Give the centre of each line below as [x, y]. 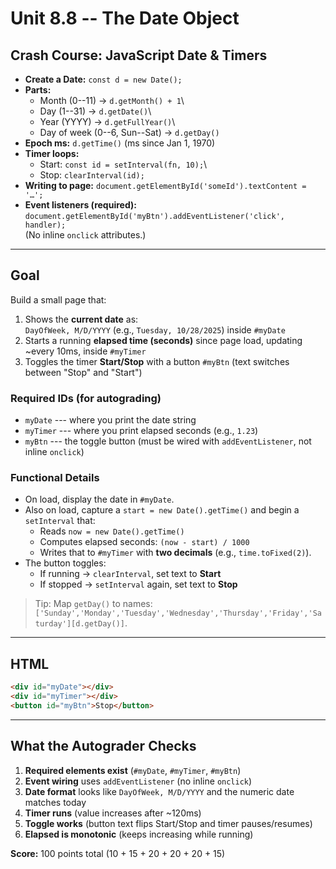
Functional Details [55, 478]
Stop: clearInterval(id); [92, 175]
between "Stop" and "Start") [83, 372]
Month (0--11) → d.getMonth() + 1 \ [112, 100]
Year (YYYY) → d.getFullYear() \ [107, 121]
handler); [45, 225]
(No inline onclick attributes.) [85, 235]
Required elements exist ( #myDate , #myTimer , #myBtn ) [133, 770]
